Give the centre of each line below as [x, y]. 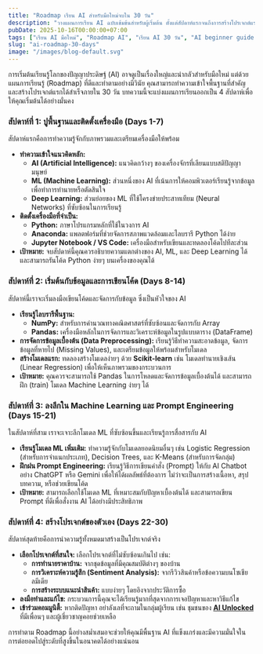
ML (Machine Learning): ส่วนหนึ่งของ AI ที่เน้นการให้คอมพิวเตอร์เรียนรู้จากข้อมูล [143, 181]
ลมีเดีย [40, 581]
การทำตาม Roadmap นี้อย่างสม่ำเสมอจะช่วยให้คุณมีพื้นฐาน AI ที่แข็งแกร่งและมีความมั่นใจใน [127, 632]
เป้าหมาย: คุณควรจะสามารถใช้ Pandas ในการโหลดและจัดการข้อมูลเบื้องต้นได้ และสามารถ [135, 376]
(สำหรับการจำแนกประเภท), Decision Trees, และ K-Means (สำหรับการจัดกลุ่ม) [127, 457]
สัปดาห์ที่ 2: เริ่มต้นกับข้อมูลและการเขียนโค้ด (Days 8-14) [97, 281]
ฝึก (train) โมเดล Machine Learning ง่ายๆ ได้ [84, 385]
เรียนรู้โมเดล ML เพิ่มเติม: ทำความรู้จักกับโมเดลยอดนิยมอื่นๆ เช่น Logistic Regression [135, 448]
